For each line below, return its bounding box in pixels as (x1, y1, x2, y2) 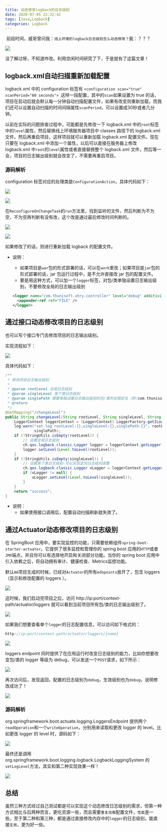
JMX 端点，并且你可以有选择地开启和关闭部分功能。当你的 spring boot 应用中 (5, 552, 160, 558)
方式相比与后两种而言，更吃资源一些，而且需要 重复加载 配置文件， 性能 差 (5, 809, 150, 815)
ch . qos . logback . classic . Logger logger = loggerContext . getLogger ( (23, 442, 164, 447)
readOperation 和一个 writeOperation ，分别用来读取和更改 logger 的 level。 (5, 725, 157, 731)
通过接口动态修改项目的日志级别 (5, 318, 103, 326)
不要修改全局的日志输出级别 (28, 283, 85, 290)
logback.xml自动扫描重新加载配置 (5, 71, 110, 80)
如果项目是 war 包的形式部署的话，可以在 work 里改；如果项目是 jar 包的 (19, 265, 160, 271)
